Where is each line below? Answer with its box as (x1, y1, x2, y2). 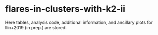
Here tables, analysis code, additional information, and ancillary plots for (5, 19, 153, 25)
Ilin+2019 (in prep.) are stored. (5, 24, 67, 30)
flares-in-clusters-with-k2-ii (5, 3, 125, 15)
